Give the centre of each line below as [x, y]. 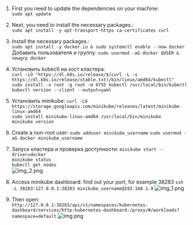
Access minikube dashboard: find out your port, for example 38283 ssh [97, 182]
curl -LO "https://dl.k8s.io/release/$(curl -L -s [75, 75]
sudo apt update [31, 14]
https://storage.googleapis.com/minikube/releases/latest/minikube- [97, 106]
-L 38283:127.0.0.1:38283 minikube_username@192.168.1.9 [82, 189]
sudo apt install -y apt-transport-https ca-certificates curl [90, 30]
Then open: [25, 199]
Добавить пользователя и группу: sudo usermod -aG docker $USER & [95, 53]
